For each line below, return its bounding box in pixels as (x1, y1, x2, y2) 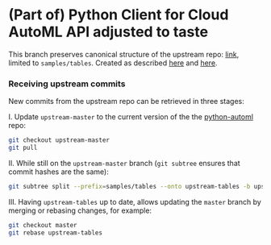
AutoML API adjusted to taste (8, 23, 208, 41)
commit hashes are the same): (8, 167, 109, 176)
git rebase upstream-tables (8, 228, 103, 237)
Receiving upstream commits (8, 78, 126, 89)
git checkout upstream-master (8, 136, 110, 144)
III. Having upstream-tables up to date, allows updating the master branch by (8, 197, 262, 206)
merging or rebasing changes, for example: (8, 206, 152, 215)
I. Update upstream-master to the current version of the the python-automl (8, 112, 254, 122)
